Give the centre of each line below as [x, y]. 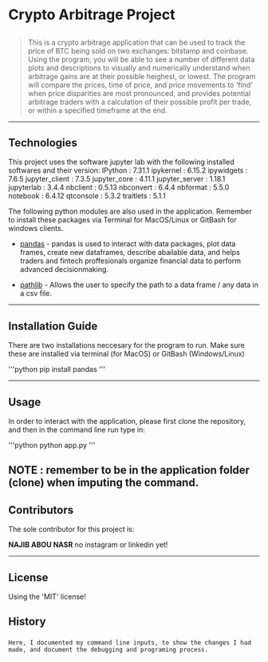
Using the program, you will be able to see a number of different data [141, 59]
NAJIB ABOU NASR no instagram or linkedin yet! [88, 544]
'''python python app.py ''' [52, 445]
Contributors [41, 510]
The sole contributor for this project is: [71, 529]
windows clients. [36, 229]
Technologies [43, 143]
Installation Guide [53, 326]
